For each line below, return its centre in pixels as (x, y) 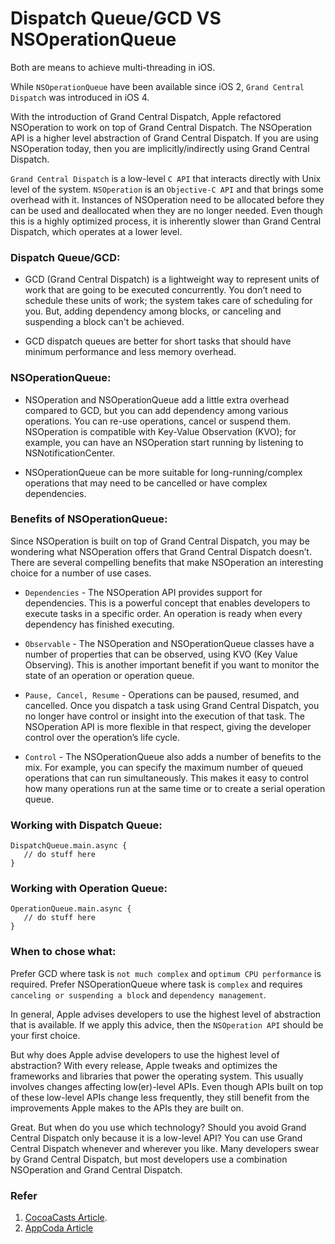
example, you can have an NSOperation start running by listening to (164, 442)
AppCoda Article (59, 1228)
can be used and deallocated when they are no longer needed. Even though (166, 210)
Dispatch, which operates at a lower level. (96, 231)
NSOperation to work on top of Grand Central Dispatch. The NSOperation (161, 127)
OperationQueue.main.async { (71, 909)
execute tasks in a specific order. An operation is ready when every (163, 613)
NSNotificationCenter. (70, 453)
